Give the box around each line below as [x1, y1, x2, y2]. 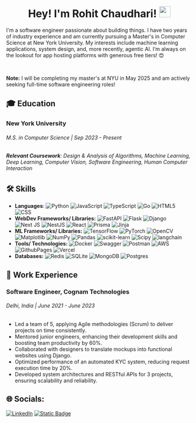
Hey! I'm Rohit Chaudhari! [28, 7, 157, 21]
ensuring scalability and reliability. [14, 377, 97, 384]
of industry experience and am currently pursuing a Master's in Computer [6, 32, 185, 40]
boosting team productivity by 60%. [14, 340, 103, 346]
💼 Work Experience [6, 269, 78, 280]
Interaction [6, 165, 32, 172]
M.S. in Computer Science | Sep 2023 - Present [6, 134, 122, 141]
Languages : [14, 203, 45, 210]
